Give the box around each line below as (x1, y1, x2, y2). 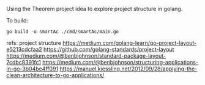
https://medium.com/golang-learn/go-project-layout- (62, 39, 197, 46)
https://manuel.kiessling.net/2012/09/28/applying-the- (59, 65, 198, 72)
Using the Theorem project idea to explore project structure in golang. (6, 5, 183, 12)
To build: (6, 17, 29, 24)
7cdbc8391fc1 (6, 59, 42, 66)
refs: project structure (6, 39, 62, 46)
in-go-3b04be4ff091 (6, 65, 59, 72)
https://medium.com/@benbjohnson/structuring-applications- (42, 59, 199, 66)
